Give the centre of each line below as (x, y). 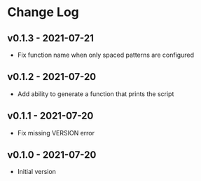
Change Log (43, 12)
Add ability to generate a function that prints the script (96, 94)
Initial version (36, 172)
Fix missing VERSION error (56, 133)
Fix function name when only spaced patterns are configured (106, 55)
